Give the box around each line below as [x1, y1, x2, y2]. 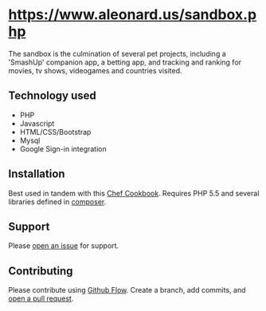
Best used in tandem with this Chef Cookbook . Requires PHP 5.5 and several [8, 188, 260, 198]
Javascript [19, 118, 55, 128]
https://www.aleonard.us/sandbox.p [8, 6, 257, 24]
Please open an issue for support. [8, 241, 119, 250]
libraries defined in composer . [8, 197, 107, 207]
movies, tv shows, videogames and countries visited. [8, 65, 182, 75]
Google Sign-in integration [19, 144, 107, 153]
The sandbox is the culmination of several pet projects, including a [8, 49, 227, 58]
